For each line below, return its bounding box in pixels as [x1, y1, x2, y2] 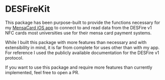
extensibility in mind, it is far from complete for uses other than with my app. [5, 44, 160, 50]
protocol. [5, 55, 24, 60]
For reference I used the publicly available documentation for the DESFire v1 [5, 50, 159, 56]
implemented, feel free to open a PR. [5, 69, 80, 75]
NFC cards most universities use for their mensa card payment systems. [5, 30, 152, 36]
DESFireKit [5, 3, 50, 15]
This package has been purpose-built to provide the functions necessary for [5, 20, 161, 25]
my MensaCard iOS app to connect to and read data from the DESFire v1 [5, 24, 152, 30]
